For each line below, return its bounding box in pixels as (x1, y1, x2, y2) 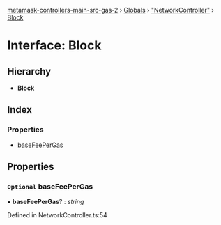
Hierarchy (7, 65, 52, 77)
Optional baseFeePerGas (7, 182, 93, 191)
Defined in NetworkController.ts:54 (7, 211, 108, 219)
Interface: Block (7, 38, 102, 54)
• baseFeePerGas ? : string (7, 198, 84, 206)
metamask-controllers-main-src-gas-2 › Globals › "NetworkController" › (7, 6, 214, 14)
